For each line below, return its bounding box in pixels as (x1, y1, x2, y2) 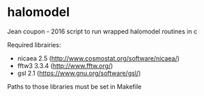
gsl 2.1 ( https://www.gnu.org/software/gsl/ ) (17, 69, 141, 77)
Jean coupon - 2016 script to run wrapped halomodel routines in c (7, 27, 198, 35)
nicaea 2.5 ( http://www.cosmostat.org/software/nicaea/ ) (17, 54, 180, 63)
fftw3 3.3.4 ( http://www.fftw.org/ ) (17, 61, 113, 70)
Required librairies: (7, 40, 61, 49)
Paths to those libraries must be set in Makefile (7, 82, 142, 90)
